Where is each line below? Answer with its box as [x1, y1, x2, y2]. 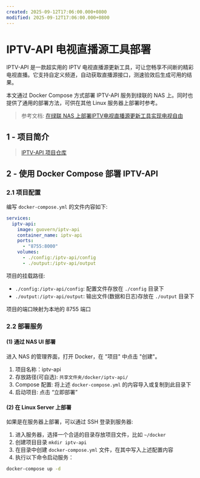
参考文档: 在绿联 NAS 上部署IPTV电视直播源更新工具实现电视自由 [21, 112, 184, 119]
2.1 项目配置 [6, 188, 41, 197]
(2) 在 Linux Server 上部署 [6, 403, 72, 411]
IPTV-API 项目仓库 [21, 149, 67, 157]
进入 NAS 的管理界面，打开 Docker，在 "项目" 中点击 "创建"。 [6, 352, 161, 360]
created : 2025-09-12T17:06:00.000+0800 [6, 8, 107, 15]
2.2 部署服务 [6, 322, 43, 331]
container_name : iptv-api [17, 232, 83, 238]
